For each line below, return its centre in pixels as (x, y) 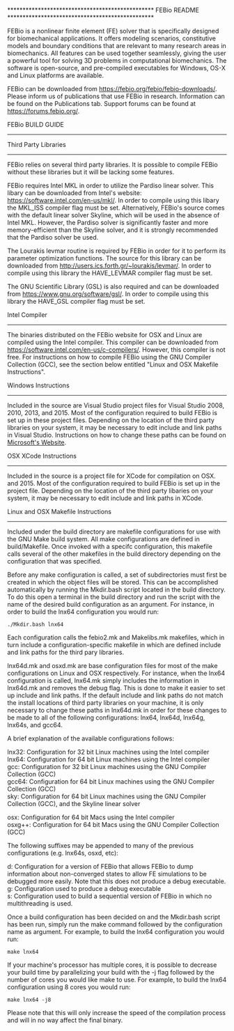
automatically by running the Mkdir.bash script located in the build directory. (117, 589)
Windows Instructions (38, 385)
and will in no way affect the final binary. (65, 1020)
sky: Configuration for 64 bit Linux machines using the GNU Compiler (107, 796)
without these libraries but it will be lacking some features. (91, 172)
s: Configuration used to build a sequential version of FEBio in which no (110, 896)
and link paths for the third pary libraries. (65, 652)
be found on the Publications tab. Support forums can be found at (102, 103)
